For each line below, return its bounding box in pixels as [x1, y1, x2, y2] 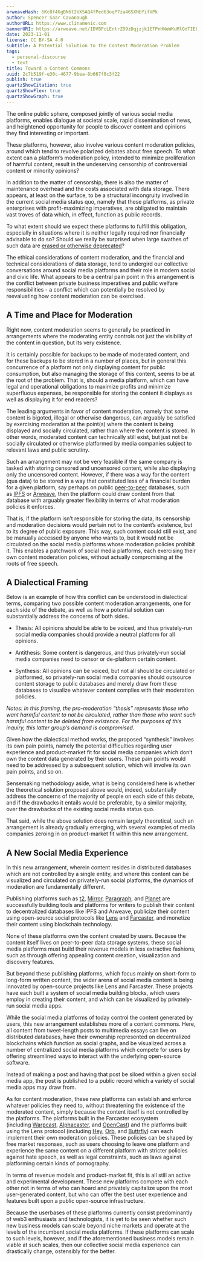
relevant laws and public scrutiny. [6, 446, 90, 453]
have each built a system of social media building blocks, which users [6, 989, 180, 997]
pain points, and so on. [6, 768, 63, 775]
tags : [6, 48, 20, 55]
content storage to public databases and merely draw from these [14, 680, 177, 687]
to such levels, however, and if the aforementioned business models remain [6, 1235, 195, 1242]
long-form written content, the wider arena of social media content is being [6, 977, 193, 984]
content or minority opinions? [6, 167, 80, 174]
